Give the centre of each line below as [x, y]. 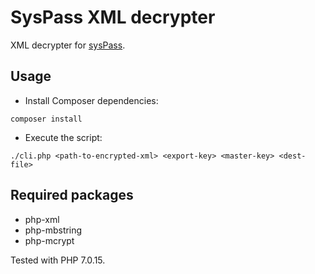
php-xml [42, 219]
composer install [46, 119]
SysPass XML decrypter [113, 17]
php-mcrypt [49, 240]
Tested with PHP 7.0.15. [58, 260]
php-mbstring [53, 230]
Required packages [72, 195]
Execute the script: [63, 137]
